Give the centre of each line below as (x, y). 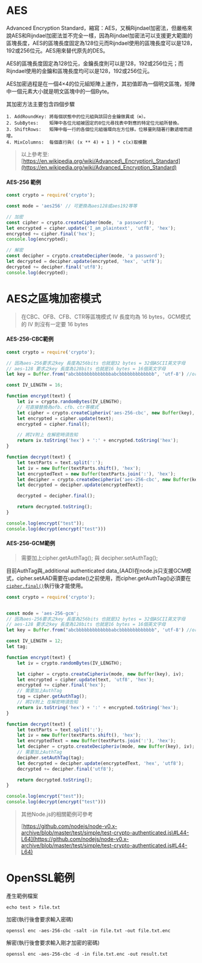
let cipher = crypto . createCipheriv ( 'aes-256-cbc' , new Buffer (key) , (106, 413)
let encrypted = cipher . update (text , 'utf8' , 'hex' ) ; (86, 680)
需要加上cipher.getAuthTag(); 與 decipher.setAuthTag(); (89, 558)
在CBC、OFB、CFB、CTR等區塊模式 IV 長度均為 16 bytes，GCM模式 (106, 317)
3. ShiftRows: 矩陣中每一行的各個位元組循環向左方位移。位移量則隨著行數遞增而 (97, 129)
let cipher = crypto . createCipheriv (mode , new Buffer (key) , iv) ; (101, 674)
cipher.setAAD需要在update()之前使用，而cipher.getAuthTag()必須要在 (104, 578)
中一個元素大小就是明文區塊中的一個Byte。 (59, 91)
